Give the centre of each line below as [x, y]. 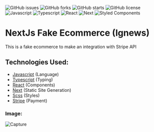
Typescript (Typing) [33, 79]
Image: [14, 113]
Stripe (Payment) [30, 100]
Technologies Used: [37, 62]
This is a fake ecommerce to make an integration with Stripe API [71, 47]
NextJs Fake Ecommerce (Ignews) [77, 33]
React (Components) [34, 85]
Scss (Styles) [26, 95]
